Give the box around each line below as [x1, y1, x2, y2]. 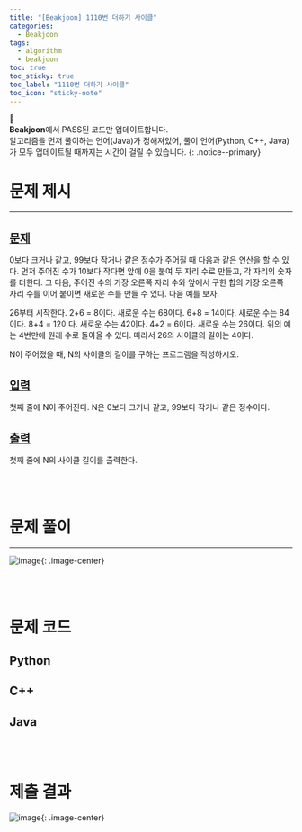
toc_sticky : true [9, 72, 75, 81]
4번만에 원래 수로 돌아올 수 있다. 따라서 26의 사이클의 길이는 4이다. [18, 330, 254, 341]
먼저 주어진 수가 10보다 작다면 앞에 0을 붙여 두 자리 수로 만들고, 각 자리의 [21, 266, 276, 277]
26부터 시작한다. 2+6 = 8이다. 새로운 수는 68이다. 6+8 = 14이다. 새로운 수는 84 [9, 308, 289, 318]
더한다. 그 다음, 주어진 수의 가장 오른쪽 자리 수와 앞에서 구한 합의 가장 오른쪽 [18, 277, 285, 288]
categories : [9, 22, 54, 31]
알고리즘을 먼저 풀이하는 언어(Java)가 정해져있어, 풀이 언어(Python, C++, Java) [9, 135, 290, 146]
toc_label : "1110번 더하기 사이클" [9, 80, 129, 89]
